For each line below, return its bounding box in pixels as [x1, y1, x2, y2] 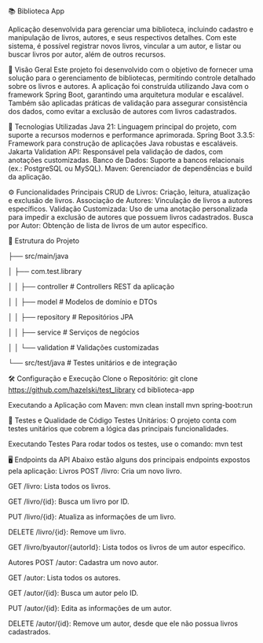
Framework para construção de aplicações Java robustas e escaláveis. [8, 139, 238, 148]
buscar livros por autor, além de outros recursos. [8, 50, 166, 59]
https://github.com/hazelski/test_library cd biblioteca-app [8, 385, 195, 394]
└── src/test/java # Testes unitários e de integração [8, 358, 177, 368]
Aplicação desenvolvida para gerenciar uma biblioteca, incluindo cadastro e [8, 24, 254, 34]
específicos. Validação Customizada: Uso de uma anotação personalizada [8, 204, 248, 213]
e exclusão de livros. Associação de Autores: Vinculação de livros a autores [8, 196, 253, 205]
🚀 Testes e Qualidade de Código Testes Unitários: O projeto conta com [8, 416, 237, 425]
